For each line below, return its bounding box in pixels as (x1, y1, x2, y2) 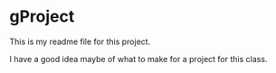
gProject (9, 6, 75, 27)
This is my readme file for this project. (9, 36, 151, 47)
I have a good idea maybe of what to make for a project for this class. (9, 53, 268, 64)
